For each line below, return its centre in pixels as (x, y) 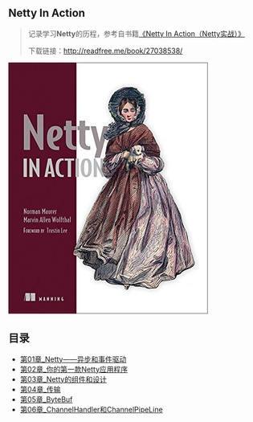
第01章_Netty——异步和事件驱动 (73, 359)
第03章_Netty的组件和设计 (63, 379)
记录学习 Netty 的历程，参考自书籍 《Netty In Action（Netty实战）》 (136, 33)
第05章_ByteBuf (46, 399)
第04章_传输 (41, 389)
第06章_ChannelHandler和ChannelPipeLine (91, 409)
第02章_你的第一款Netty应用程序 (74, 369)
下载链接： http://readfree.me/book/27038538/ (105, 51)
